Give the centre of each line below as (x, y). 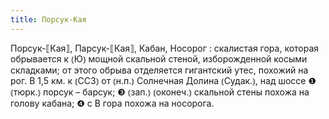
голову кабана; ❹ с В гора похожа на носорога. (112, 103)
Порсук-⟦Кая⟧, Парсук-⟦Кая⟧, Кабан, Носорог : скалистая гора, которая (165, 48)
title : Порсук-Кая (48, 19)
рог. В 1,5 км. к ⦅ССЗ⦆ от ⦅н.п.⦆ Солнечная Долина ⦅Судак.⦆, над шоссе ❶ (163, 80)
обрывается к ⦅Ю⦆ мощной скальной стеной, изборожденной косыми (159, 58)
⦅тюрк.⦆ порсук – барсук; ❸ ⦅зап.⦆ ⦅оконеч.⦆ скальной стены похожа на (160, 92)
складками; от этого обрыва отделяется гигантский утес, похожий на (159, 70)
